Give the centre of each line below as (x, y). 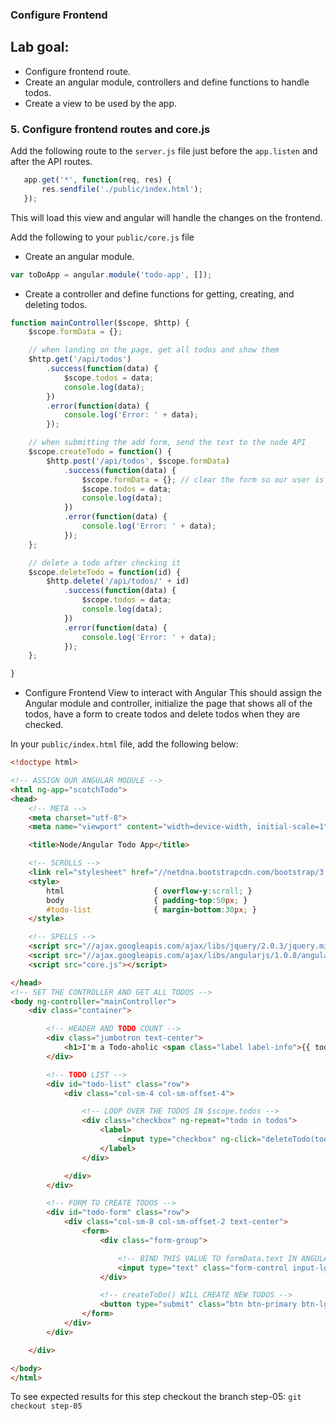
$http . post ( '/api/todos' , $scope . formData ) (138, 461)
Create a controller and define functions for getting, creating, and (159, 294)
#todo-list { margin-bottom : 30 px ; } (151, 909)
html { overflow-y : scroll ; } (149, 891)
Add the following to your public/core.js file (102, 237)
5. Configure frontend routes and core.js (110, 129)
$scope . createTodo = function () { (100, 452)
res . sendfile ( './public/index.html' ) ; (122, 189)
